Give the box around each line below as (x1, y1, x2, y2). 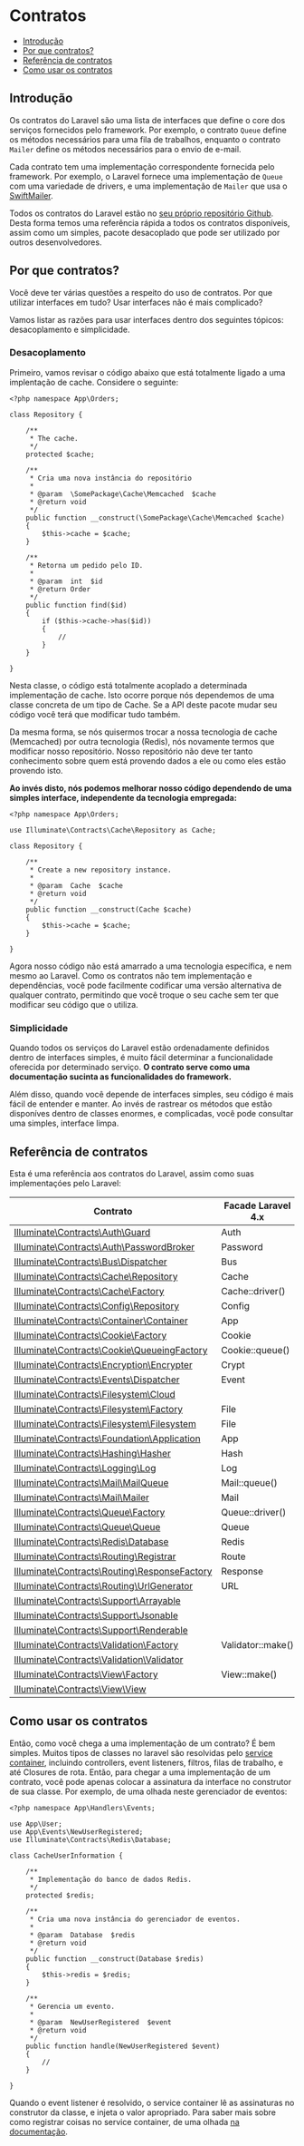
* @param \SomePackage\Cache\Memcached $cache (29, 489, 217, 499)
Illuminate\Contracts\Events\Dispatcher (14, 1373, 180, 1386)
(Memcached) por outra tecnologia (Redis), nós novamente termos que (9, 736, 275, 746)
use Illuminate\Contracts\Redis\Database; (9, 1835, 172, 1844)
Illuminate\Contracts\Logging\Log (14, 1461, 157, 1474)
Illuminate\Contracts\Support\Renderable (14, 1624, 188, 1636)
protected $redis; (25, 1890, 95, 1900)
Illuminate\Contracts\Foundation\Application (14, 1432, 201, 1445)
